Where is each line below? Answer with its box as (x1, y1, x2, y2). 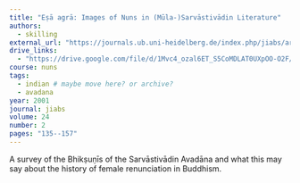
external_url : (9, 37, 62, 47)
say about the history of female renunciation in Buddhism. (9, 162, 222, 174)
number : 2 (9, 121, 46, 130)
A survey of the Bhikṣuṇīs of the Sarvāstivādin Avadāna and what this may (9, 154, 283, 164)
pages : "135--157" (9, 129, 78, 138)
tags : (9, 71, 29, 80)
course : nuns (9, 63, 58, 72)
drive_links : (9, 46, 58, 55)
